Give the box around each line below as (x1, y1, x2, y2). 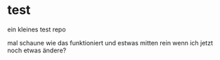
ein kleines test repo (7, 25, 66, 33)
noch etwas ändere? (7, 46, 67, 54)
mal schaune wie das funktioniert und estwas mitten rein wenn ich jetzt (7, 38, 213, 47)
